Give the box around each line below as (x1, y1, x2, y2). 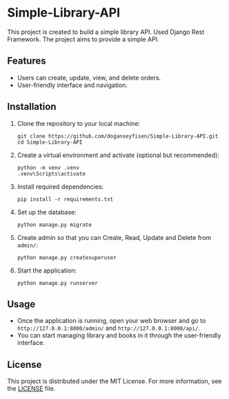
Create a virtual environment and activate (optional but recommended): (17, 151, 219, 159)
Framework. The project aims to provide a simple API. (7, 35, 159, 43)
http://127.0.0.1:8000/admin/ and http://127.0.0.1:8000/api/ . (17, 324, 201, 333)
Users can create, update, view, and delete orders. (17, 73, 161, 82)
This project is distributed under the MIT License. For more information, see (7, 377, 222, 385)
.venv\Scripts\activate (17, 170, 86, 177)
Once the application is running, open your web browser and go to (17, 317, 206, 325)
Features (7, 55, 46, 67)
